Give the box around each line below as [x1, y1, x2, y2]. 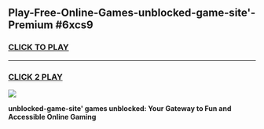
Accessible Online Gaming [8, 112, 97, 121]
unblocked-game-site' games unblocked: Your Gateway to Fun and [8, 103, 232, 113]
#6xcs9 [55, 19, 94, 32]
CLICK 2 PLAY [8, 71, 63, 82]
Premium [8, 19, 53, 32]
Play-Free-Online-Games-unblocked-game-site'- [8, 6, 256, 20]
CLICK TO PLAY [8, 42, 69, 53]
